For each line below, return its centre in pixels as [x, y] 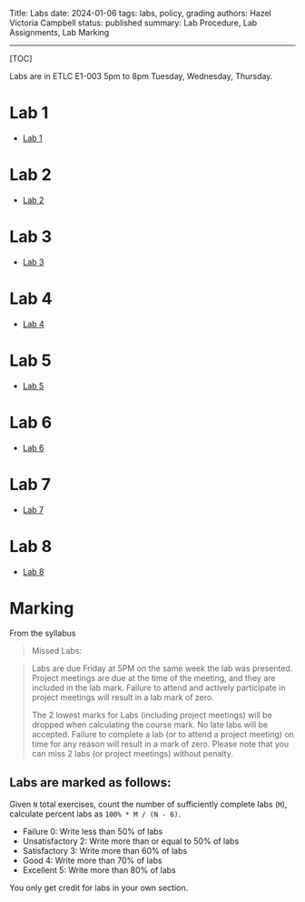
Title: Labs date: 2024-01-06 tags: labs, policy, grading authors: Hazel [140, 13]
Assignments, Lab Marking [59, 32]
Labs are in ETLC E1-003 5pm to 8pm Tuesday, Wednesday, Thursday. [141, 76]
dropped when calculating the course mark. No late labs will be [150, 725]
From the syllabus [43, 633]
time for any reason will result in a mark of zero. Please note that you [160, 744]
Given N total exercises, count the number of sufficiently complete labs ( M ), [148, 805]
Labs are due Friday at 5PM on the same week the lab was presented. [162, 668]
